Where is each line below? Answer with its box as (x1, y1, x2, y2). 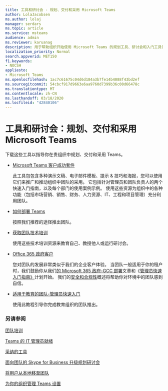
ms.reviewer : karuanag (5, 40, 52, 45)
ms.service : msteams (5, 30, 48, 35)
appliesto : (5, 68, 28, 73)
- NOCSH (5, 63, 21, 68)
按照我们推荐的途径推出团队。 (12, 219, 74, 225)
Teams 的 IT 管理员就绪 (5, 338, 53, 344)
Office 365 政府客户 (12, 251, 53, 257)
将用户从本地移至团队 (5, 370, 49, 376)
